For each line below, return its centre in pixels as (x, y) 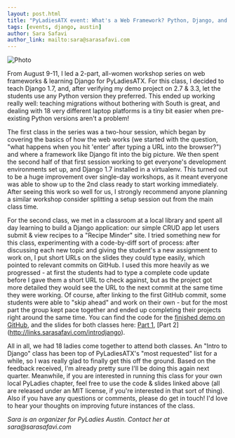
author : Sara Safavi (38, 33)
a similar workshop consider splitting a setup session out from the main (110, 199)
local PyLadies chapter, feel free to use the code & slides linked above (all (114, 383)
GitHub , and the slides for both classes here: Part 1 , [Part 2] (93, 325)
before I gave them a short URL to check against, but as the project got (110, 280)
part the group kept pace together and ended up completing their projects (114, 310)
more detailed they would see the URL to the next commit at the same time (115, 288)
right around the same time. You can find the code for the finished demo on (116, 318)
